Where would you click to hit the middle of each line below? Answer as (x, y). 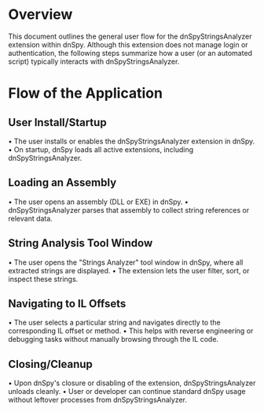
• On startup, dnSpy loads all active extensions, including (101, 149)
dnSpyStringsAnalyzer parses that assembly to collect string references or (129, 210)
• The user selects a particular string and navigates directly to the (115, 323)
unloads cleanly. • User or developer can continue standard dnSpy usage (127, 392)
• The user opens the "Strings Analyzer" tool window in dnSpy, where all (126, 262)
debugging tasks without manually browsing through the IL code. (113, 340)
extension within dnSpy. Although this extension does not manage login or (128, 44)
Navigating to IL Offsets (67, 304)
